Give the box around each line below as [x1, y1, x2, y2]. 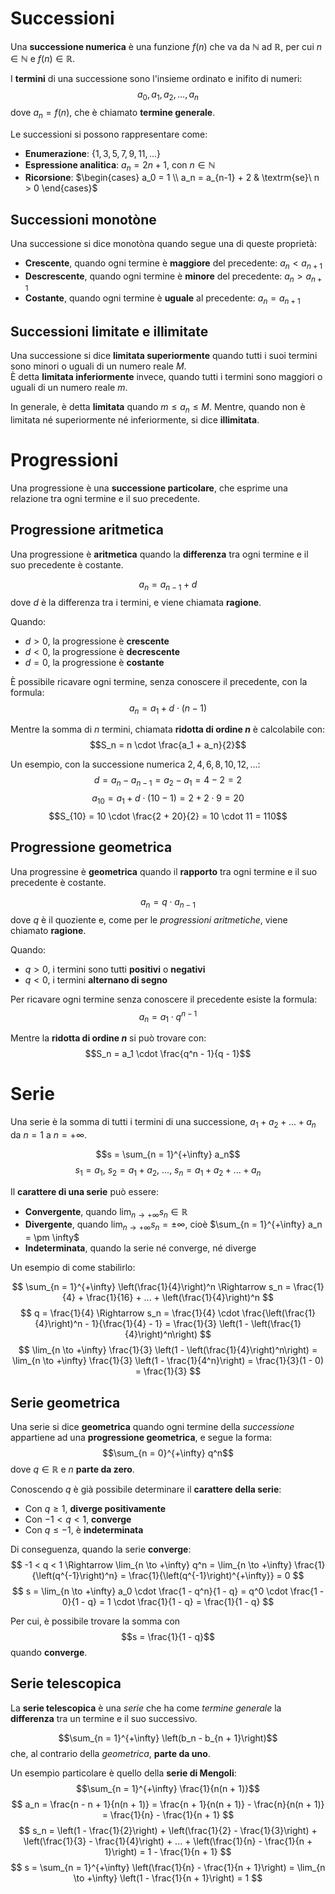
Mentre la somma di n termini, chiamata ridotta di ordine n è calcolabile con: [10, 723, 326, 736]
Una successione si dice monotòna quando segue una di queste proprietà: [10, 238, 317, 250]
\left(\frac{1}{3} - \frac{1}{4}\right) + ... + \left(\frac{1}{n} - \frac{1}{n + [23, 1835, 313, 1847]
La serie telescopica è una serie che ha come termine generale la [10, 1702, 282, 1714]
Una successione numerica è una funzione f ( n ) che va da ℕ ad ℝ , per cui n [10, 40, 322, 52]
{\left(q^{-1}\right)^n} [31, 1570, 118, 1582]
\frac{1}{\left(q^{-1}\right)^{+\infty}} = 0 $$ [128, 1570, 305, 1582]
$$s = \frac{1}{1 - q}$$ [121, 1631, 215, 1643]
